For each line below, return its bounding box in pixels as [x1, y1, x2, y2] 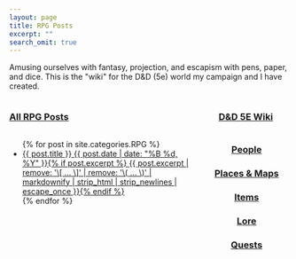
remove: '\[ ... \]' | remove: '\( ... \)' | [21, 167, 152, 177]
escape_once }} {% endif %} [21, 185, 126, 196]
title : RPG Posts [9, 21, 74, 30]
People [231, 144, 262, 156]
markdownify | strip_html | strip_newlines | [21, 177, 177, 187]
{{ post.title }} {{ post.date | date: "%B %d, [21, 148, 178, 159]
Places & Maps [214, 168, 279, 180]
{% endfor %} [21, 195, 74, 206]
